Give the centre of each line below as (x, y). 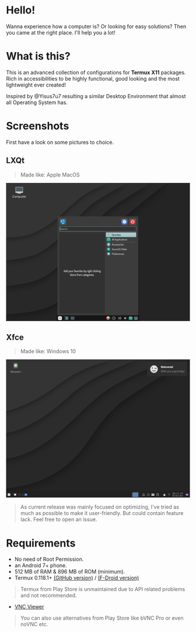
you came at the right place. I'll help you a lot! (61, 32)
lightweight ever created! (36, 85)
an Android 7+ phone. (41, 565)
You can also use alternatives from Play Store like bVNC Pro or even (102, 618)
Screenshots (38, 126)
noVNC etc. (34, 624)
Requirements (41, 543)
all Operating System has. (37, 102)
